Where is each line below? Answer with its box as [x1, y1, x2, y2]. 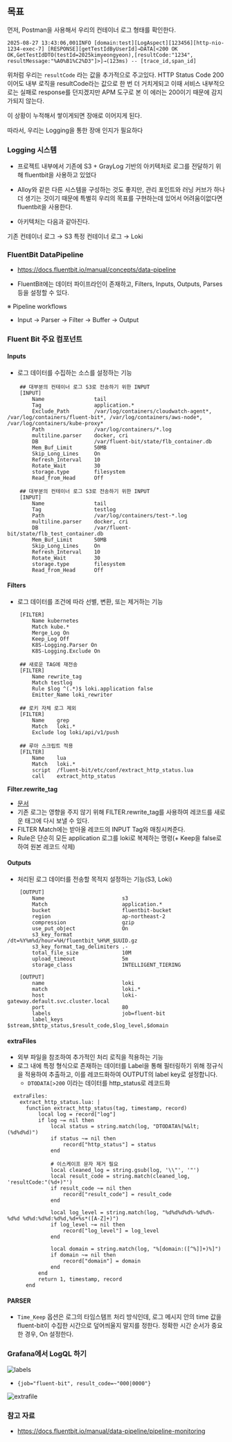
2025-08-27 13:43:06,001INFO [7, 39, 91, 46]
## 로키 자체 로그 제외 [19, 704, 77, 711]
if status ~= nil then [51, 1135, 116, 1142]
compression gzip [32, 919, 135, 926]
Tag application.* [32, 402, 135, 409]
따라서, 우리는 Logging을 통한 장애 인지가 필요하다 [7, 126, 143, 134]
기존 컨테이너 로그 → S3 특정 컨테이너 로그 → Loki [7, 232, 143, 240]
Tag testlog [32, 506, 116, 513]
